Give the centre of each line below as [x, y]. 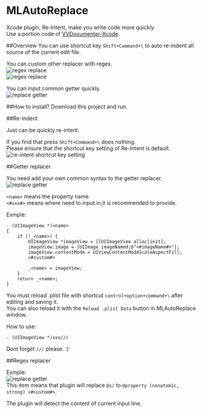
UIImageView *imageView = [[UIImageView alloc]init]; [97, 241]
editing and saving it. [32, 301]
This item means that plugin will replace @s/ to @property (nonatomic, [93, 385]
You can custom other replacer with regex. [59, 64]
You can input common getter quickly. [54, 88]
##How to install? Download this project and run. [67, 106]
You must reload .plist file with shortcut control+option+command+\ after [95, 295]
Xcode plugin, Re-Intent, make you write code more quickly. [81, 27]
